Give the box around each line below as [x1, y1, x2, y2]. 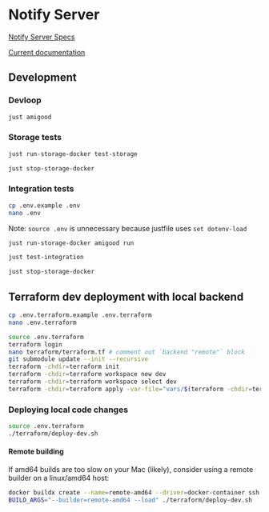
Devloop [8, 94, 42, 106]
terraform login [8, 340, 62, 349]
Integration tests [8, 183, 74, 194]
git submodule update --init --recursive [8, 355, 149, 363]
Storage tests [8, 132, 62, 143]
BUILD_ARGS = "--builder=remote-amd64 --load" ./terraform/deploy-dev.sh [8, 496, 252, 504]
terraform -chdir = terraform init [8, 362, 120, 371]
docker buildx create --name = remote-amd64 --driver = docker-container [8, 489, 246, 497]
